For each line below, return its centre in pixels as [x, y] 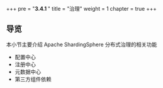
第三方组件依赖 [33, 79]
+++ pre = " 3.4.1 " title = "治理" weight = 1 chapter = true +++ [81, 9]
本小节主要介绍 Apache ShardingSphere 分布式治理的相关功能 [81, 44]
